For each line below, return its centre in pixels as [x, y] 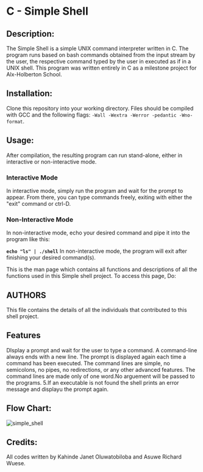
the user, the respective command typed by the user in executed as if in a [99, 61]
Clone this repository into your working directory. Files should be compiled [100, 108]
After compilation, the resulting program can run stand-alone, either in [94, 155]
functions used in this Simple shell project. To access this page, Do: [91, 276]
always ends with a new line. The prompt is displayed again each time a [96, 357]
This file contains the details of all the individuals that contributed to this [97, 310]
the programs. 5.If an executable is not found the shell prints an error [93, 382]
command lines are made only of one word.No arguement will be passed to [101, 376]
